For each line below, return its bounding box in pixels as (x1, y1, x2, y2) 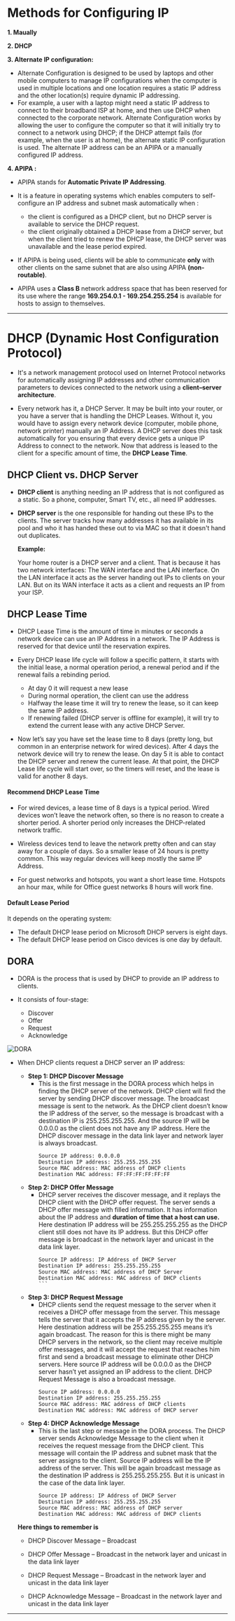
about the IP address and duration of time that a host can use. (38, 1213, 220, 1221)
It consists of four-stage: (17, 995, 89, 1003)
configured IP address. (17, 151, 84, 159)
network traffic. (17, 825, 62, 834)
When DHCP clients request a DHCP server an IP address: (17, 1058, 185, 1066)
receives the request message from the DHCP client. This (38, 1441, 204, 1449)
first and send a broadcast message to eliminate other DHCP (38, 1352, 213, 1360)
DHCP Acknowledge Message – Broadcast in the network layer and (27, 1592, 222, 1600)
